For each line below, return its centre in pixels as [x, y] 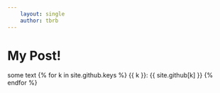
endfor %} [22, 83]
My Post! [34, 56]
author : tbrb [39, 21]
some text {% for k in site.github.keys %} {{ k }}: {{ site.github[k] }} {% [110, 75]
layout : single [43, 14]
